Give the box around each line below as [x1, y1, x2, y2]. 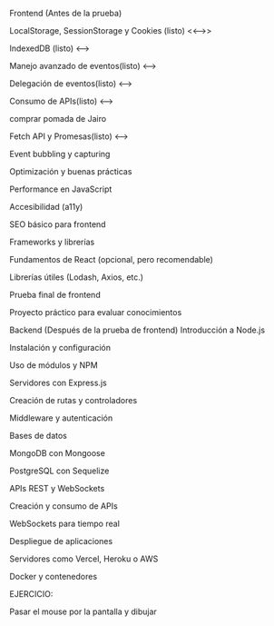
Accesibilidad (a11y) [9, 202, 83, 212]
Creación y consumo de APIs [9, 501, 118, 512]
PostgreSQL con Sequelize [9, 465, 110, 476]
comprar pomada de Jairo [9, 114, 107, 124]
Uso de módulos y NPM [9, 360, 98, 371]
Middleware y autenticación [9, 412, 113, 423]
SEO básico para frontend [9, 219, 106, 230]
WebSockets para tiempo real [9, 518, 121, 529]
